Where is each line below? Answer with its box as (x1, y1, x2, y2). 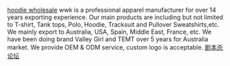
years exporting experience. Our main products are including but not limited (7, 13, 224, 21)
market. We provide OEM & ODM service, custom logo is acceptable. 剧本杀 (7, 43, 224, 51)
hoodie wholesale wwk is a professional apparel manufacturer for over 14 (7, 6, 217, 14)
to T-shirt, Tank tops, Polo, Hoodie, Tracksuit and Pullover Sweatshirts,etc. (7, 21, 220, 28)
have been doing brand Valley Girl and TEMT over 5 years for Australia (7, 35, 209, 43)
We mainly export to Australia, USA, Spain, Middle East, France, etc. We (7, 27, 212, 36)
